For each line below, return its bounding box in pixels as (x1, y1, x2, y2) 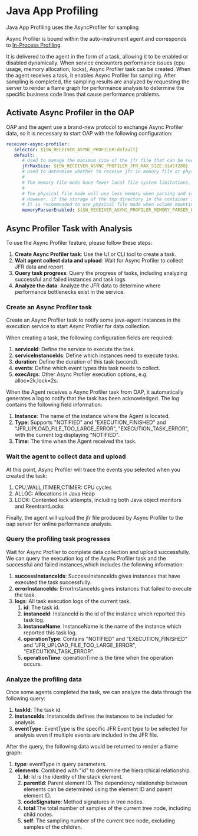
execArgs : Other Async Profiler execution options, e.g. (14, 371, 148, 378)
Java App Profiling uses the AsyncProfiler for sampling (6, 24, 139, 31)
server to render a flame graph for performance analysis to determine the (6, 84, 184, 91)
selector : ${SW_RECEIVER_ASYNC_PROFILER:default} (14, 147, 138, 153)
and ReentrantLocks (14, 503, 64, 510)
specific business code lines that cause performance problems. (6, 90, 161, 98)
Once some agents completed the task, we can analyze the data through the (6, 689, 192, 696)
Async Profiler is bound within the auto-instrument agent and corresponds (6, 35, 187, 42)
